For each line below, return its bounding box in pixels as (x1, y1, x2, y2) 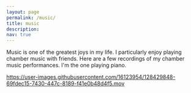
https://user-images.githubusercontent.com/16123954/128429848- (6, 73, 176, 81)
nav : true (6, 32, 32, 38)
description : (6, 26, 40, 32)
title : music (6, 20, 40, 26)
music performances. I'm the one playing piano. (6, 62, 127, 69)
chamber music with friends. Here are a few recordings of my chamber (6, 55, 185, 62)
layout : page (6, 9, 40, 15)
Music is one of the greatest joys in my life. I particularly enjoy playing (6, 48, 182, 56)
